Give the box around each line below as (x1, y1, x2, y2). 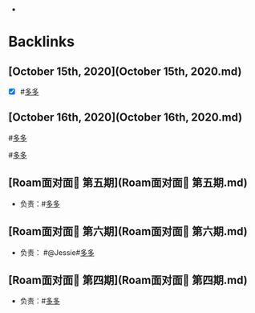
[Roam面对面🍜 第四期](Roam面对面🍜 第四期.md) (8, 273, 248, 286)
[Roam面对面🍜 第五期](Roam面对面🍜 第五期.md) (8, 176, 248, 190)
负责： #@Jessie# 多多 (19, 247, 95, 257)
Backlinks (8, 33, 75, 51)
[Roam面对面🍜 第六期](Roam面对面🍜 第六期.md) (8, 224, 248, 238)
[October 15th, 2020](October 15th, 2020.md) (8, 64, 242, 78)
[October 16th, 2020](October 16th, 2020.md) (8, 110, 243, 125)
